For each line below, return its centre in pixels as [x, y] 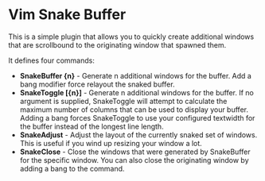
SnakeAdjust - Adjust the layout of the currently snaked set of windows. [138, 135]
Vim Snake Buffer [67, 15]
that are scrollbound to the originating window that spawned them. [117, 44]
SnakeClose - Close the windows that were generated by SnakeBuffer [135, 152]
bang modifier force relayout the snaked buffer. [97, 84]
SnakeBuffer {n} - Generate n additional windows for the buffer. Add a [136, 75]
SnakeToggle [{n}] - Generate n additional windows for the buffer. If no [137, 92]
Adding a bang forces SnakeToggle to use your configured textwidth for [137, 117]
